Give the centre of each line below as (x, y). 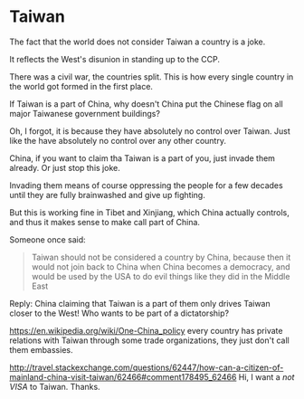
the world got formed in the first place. (81, 86)
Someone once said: (47, 239)
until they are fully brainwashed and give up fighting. (107, 195)
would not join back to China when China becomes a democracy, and (161, 266)
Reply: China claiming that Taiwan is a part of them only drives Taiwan (140, 303)
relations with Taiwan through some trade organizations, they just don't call (149, 340)
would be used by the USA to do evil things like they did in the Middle (161, 276)
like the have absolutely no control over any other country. (118, 140)
